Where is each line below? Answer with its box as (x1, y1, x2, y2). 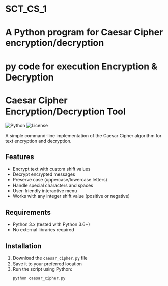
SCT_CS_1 (5, 3, 47, 15)
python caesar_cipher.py (12, 276, 66, 281)
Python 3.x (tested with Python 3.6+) (12, 221, 90, 227)
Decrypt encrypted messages (12, 171, 75, 177)
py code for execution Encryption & (5, 61, 158, 72)
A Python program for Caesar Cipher (5, 27, 163, 38)
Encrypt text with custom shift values (12, 166, 91, 172)
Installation (5, 242, 42, 250)
